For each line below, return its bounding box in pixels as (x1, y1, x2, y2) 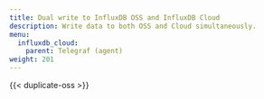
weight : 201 (9, 55, 54, 64)
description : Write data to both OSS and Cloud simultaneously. (9, 22, 257, 31)
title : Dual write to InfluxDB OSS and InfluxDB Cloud (9, 13, 221, 22)
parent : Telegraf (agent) (25, 47, 124, 56)
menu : (9, 30, 30, 39)
